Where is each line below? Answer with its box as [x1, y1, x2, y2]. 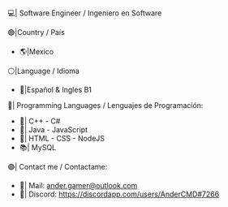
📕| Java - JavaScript [19, 125, 88, 134]
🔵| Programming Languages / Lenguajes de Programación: [7, 101, 204, 110]
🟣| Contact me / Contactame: [7, 162, 108, 171]
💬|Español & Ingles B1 [19, 85, 92, 94]
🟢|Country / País [7, 28, 66, 37]
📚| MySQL [19, 143, 57, 152]
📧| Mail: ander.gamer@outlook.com [19, 181, 138, 190]
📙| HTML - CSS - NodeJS [19, 134, 105, 143]
